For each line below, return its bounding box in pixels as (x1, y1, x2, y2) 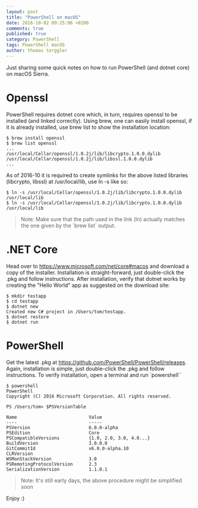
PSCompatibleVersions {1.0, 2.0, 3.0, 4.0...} (6, 435, 150, 441)
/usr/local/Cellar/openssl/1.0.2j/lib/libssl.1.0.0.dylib (6, 156, 153, 162)
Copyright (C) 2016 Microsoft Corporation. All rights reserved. (6, 393, 171, 399)
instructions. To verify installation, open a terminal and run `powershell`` (6, 371, 183, 379)
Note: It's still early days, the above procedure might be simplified (20, 476, 183, 484)
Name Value (6, 414, 102, 420)
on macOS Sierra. (6, 70, 49, 78)
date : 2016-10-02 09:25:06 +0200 (6, 20, 89, 26)
